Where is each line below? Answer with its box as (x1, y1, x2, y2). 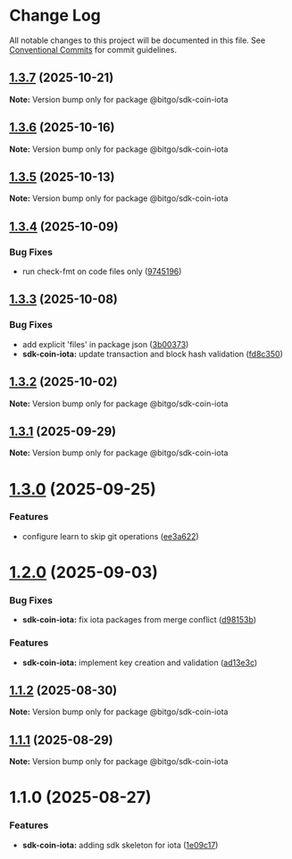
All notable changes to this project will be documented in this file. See (9, 35, 266, 46)
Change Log (9, 5, 101, 26)
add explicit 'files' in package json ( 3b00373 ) (21, 338, 189, 349)
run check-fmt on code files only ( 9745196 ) (21, 266, 182, 277)
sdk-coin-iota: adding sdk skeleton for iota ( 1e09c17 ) (21, 839, 219, 850)
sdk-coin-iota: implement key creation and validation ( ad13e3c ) (21, 657, 258, 668)
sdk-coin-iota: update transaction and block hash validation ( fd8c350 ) (21, 348, 283, 359)
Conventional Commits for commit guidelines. (9, 44, 177, 54)
